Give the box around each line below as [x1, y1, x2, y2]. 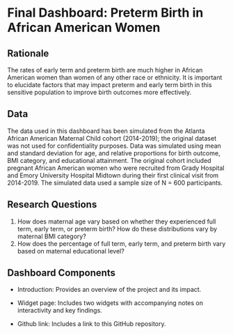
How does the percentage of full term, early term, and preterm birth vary [17, 239, 226, 248]
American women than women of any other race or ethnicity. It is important [7, 73, 223, 81]
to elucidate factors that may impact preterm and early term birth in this [7, 81, 212, 88]
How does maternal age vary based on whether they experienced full [17, 217, 216, 226]
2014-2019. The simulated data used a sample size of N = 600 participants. [7, 178, 223, 187]
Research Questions [7, 198, 97, 210]
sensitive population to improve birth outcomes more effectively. [7, 88, 192, 96]
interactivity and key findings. [17, 306, 102, 315]
